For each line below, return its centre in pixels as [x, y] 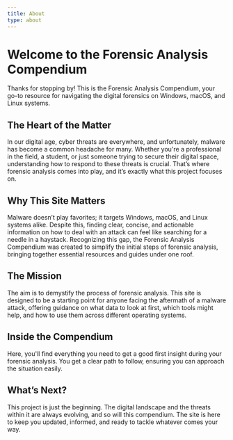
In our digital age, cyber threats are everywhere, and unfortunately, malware [116, 142]
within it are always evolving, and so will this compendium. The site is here [114, 414]
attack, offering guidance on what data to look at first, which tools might [110, 307]
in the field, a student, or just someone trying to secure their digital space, [113, 156]
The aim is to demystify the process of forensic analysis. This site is [104, 293]
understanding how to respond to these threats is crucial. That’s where [109, 164]
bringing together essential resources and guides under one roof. [101, 254]
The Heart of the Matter [59, 125]
